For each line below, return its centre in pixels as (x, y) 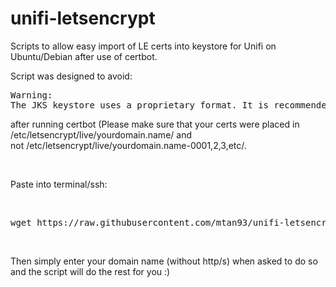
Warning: (31, 95)
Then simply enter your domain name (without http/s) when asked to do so (164, 261)
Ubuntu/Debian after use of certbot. (84, 56)
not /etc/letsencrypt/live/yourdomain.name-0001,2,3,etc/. (128, 145)
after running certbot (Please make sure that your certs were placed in (155, 124)
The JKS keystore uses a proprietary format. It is (140, 105)
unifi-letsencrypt (83, 18)
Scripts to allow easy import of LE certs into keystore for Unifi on (143, 46)
